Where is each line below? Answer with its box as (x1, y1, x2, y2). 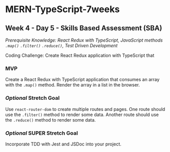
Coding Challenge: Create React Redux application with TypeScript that (5, 52, 155, 58)
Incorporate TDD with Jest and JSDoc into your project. (5, 141, 122, 147)
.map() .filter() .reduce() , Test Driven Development (5, 43, 118, 49)
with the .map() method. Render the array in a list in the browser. (5, 82, 140, 88)
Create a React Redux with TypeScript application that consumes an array (5, 77, 160, 83)
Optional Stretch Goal (5, 95, 60, 102)
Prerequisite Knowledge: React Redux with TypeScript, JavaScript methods (5, 37, 163, 43)
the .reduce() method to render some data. (5, 117, 96, 123)
